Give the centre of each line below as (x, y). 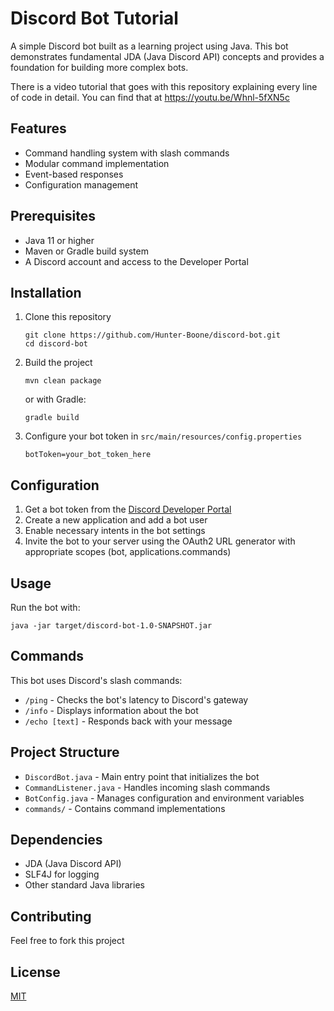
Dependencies (56, 840)
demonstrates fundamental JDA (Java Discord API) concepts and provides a (167, 56)
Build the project (58, 363)
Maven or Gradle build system (86, 251)
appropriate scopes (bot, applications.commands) (128, 552)
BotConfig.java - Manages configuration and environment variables (164, 798)
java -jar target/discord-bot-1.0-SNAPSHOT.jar (111, 626)
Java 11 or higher (59, 240)
